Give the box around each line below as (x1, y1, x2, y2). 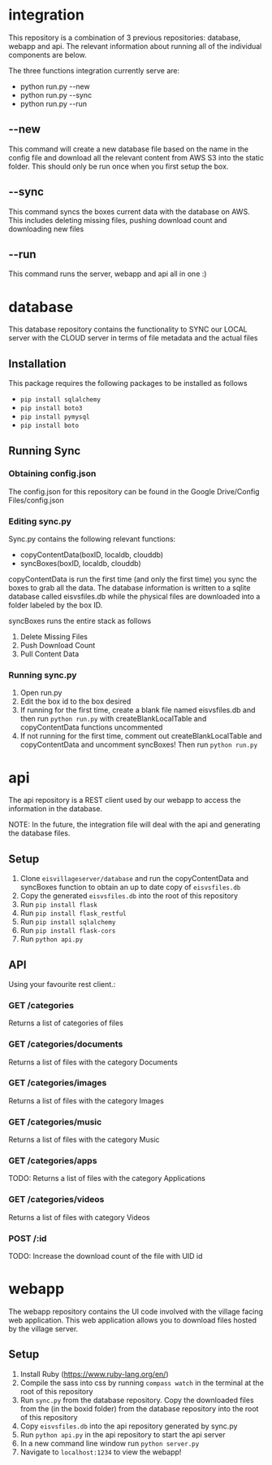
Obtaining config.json (8, 468, 97, 480)
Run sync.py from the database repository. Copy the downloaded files (19, 1395, 254, 1405)
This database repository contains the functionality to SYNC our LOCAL (8, 324, 248, 335)
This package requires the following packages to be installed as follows (8, 379, 248, 388)
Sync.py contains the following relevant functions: (8, 534, 176, 544)
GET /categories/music (8, 1116, 102, 1127)
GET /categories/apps (8, 1155, 97, 1166)
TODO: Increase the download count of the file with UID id (8, 1252, 203, 1261)
